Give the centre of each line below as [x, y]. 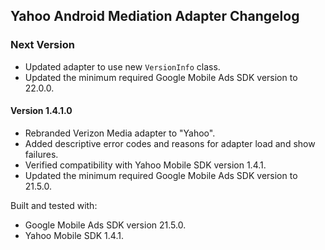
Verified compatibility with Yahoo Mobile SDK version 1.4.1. [145, 165]
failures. [41, 154]
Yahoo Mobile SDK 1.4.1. [74, 235]
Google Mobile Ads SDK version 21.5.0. [105, 225]
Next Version [42, 45]
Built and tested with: [54, 205]
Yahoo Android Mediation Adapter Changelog [155, 16]
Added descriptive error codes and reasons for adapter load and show [170, 143]
